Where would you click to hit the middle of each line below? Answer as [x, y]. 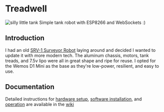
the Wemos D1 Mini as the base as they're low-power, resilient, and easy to [82, 66]
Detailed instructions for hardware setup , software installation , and [74, 99]
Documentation [30, 87]
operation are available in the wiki [40, 104]
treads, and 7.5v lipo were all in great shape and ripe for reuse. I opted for [81, 61]
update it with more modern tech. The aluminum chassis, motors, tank [77, 55]
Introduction [25, 38]
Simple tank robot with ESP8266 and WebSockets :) [92, 22]
